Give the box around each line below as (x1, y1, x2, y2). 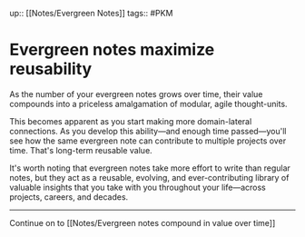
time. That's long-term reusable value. (9, 144, 152, 155)
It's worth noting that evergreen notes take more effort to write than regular (9, 163, 290, 173)
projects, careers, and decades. (9, 191, 129, 202)
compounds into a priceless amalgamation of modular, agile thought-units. (9, 98, 288, 109)
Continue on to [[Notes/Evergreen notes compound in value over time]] (9, 217, 276, 228)
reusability (9, 59, 93, 80)
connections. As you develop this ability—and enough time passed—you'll (9, 125, 287, 136)
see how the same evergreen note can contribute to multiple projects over (9, 135, 287, 146)
